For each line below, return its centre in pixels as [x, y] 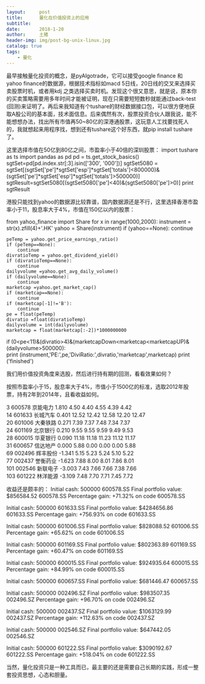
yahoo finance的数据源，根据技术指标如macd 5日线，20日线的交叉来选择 [99, 83]
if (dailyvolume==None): [38, 277]
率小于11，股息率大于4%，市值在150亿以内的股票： [71, 209]
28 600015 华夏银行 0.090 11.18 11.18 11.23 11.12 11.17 [71, 438]
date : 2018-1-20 [35, 29]
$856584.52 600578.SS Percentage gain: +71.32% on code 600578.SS [96, 496]
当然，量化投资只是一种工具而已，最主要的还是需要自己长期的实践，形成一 [100, 667]
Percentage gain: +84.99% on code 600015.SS [66, 569]
